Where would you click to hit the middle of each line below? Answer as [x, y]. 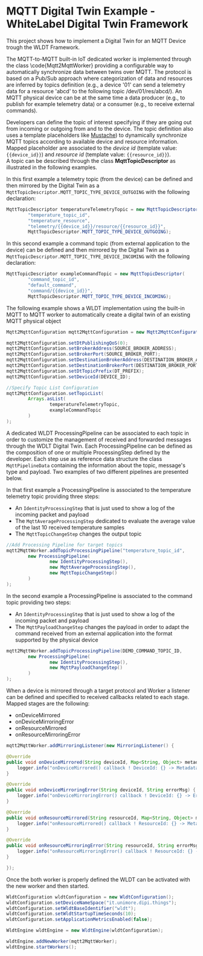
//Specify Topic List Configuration [52, 388]
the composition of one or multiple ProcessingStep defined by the [88, 452]
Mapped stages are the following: [48, 703]
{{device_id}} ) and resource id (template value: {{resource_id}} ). [89, 154]
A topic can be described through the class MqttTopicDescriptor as [91, 161]
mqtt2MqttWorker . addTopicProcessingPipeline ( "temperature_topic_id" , [96, 550]
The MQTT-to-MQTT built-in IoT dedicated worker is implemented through [99, 59]
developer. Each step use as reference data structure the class [84, 459]
